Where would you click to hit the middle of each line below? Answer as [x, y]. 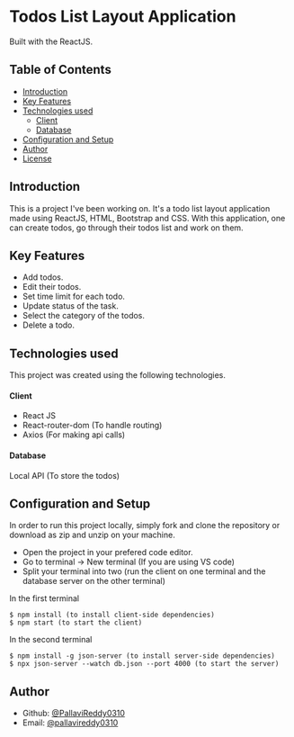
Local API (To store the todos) [64, 475]
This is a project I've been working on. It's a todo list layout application [140, 208]
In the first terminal [44, 598]
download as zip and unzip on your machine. [92, 535]
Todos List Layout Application [123, 17]
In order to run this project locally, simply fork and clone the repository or [145, 526]
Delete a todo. [48, 325]
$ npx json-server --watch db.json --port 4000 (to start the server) [144, 664]
